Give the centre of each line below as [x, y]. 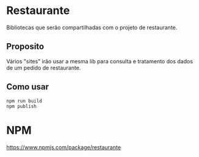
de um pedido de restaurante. [44, 68]
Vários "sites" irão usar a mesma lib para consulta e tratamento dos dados [100, 61]
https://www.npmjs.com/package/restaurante [63, 147]
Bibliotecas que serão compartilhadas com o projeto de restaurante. [92, 27]
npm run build [24, 101]
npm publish [21, 106]
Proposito [25, 47]
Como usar [28, 87]
